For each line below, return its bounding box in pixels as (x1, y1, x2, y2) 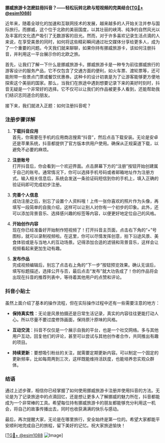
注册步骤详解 (5, 116, 36, 123)
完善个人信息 (12, 192, 38, 198)
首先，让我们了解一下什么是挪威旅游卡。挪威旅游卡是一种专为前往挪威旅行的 (5, 61, 160, 67)
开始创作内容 (12, 221, 38, 227)
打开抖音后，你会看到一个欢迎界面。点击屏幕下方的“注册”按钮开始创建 (12, 163, 154, 169)
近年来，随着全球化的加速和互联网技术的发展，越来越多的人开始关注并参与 (5, 21, 156, 26)
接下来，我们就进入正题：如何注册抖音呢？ (5, 103, 91, 109)
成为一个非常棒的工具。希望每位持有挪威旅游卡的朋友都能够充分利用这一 (5, 400, 151, 406)
